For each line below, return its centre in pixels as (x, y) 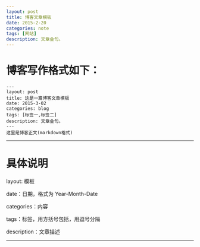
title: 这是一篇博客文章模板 (38, 98)
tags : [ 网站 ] (21, 34)
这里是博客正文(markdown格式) (40, 132)
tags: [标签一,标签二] (32, 115)
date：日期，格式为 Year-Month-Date (52, 194)
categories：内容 (27, 206)
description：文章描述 (33, 232)
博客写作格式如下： (53, 70)
